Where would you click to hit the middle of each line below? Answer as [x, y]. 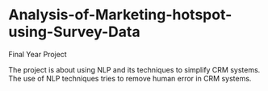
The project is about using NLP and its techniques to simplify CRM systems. [134, 69]
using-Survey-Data [74, 32]
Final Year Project [38, 54]
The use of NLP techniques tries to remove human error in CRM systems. [130, 78]
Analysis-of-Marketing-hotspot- [120, 15]
